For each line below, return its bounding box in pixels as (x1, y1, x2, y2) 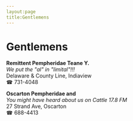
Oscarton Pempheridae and (6, 90, 76, 97)
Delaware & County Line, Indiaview (6, 72, 92, 79)
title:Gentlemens (6, 14, 50, 20)
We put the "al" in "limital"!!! (6, 66, 75, 73)
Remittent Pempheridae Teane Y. (6, 60, 89, 67)
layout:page (6, 8, 36, 15)
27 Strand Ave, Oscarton (6, 103, 67, 110)
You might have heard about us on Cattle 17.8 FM (6, 97, 127, 104)
